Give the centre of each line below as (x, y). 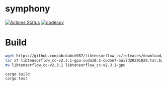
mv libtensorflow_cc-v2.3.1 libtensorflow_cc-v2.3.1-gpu (65, 65)
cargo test (16, 79)
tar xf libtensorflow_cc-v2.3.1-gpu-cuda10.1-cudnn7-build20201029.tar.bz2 (85, 60)
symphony (28, 9)
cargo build (17, 74)
